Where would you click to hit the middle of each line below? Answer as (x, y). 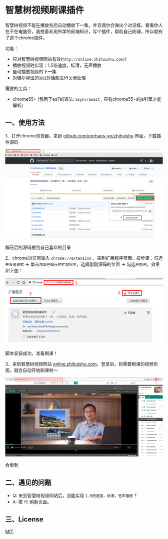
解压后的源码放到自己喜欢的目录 (38, 247)
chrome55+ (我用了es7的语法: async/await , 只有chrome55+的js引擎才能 (87, 99)
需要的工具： (18, 88)
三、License (24, 519)
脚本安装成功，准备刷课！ (31, 353)
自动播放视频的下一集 (34, 71)
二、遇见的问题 (28, 483)
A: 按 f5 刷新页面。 (32, 502)
